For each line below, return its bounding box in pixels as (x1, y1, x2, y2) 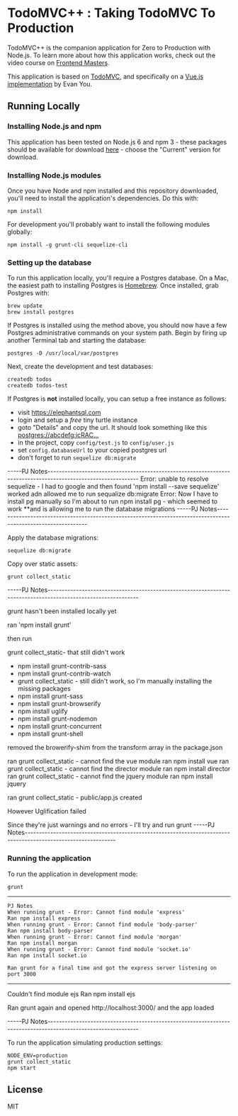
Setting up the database (7, 257, 92, 267)
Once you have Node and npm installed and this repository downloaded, (7, 186, 219, 195)
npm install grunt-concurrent (17, 722, 102, 731)
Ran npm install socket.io (7, 952, 87, 959)
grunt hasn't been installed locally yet (7, 607, 117, 615)
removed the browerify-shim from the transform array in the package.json (7, 744, 223, 752)
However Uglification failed (7, 807, 86, 816)
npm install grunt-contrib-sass (17, 662, 107, 671)
